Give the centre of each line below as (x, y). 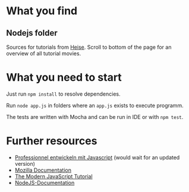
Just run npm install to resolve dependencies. (63, 94)
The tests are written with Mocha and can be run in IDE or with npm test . (95, 117)
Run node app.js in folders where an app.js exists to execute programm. (95, 105)
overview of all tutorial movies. (44, 53)
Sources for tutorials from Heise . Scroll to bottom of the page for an (89, 47)
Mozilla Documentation (43, 170)
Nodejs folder (32, 33)
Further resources (52, 141)
